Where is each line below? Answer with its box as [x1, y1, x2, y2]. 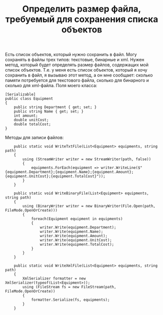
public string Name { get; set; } [14, 109, 84, 114]
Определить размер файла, [22, 3, 142, 15]
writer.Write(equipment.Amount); [39, 234, 108, 239]
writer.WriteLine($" [100, 166, 143, 170]
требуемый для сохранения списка [5, 14, 158, 25]
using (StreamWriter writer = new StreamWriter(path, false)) [22, 157, 151, 162]
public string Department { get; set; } [14, 105, 97, 110]
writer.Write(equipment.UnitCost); [39, 238, 112, 243]
